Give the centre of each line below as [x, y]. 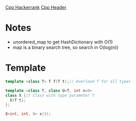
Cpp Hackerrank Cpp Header [36, 7]
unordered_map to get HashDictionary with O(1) [63, 42]
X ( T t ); [18, 100]
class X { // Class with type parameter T [50, 95]
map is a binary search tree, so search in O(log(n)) [65, 47]
